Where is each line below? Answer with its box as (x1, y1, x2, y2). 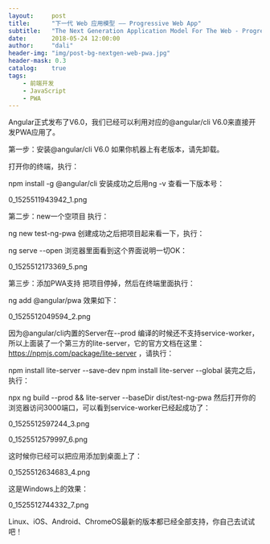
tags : (8, 72, 27, 80)
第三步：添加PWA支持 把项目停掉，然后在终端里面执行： (8, 279, 195, 289)
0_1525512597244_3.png (8, 419, 90, 429)
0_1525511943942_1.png (8, 195, 88, 205)
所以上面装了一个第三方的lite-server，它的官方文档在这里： (8, 338, 205, 348)
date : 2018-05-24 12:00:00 (8, 34, 121, 43)
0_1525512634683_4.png (8, 467, 91, 477)
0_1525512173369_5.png (8, 262, 88, 272)
